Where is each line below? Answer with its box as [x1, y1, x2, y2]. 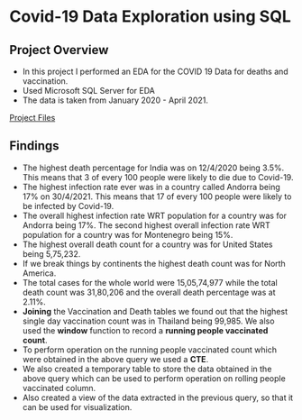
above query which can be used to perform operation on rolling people [22, 372, 286, 384]
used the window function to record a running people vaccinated [22, 324, 269, 335]
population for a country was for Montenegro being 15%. [22, 229, 233, 240]
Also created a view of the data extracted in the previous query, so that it [22, 392, 294, 403]
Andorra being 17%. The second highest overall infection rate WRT [22, 219, 270, 231]
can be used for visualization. [22, 401, 133, 412]
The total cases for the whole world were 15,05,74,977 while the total [22, 277, 278, 288]
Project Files [9, 113, 56, 123]
